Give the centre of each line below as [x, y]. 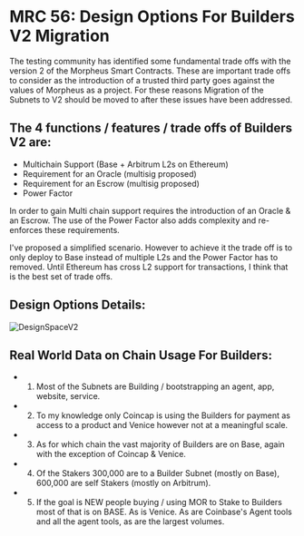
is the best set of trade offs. [61, 276]
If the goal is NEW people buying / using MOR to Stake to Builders [159, 502]
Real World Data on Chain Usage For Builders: [141, 355]
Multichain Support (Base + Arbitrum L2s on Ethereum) [125, 164]
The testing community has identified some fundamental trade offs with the [150, 61]
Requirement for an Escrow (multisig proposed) [111, 183]
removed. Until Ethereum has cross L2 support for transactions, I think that [149, 267]
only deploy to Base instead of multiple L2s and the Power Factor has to [144, 257]
